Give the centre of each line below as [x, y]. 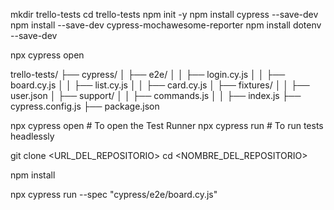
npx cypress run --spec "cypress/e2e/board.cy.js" [114, 194]
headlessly [32, 136]
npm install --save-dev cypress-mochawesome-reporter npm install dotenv [166, 25]
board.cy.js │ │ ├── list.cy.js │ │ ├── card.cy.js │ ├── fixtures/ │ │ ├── [160, 85]
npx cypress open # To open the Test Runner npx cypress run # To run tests [167, 125]
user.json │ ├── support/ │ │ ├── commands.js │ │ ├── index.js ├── [156, 95]
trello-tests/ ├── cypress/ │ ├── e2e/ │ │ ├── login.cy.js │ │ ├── [148, 74]
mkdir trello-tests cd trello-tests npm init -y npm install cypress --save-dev [164, 14]
